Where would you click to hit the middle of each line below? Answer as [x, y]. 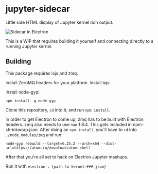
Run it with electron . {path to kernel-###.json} [56, 166]
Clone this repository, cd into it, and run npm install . [58, 110]
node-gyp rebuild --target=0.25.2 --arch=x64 [52, 143]
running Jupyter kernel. [29, 46]
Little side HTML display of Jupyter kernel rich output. [60, 22]
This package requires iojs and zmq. [42, 73]
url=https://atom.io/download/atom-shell [48, 148]
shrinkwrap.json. [22, 129]
